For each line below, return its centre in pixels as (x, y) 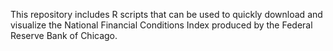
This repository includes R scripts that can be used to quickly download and (166, 14)
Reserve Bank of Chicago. (64, 35)
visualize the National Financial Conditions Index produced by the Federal (161, 25)
